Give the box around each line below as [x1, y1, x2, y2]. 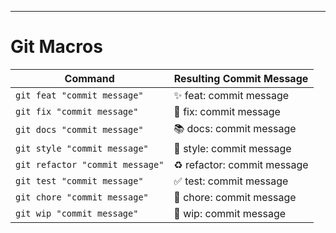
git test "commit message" [15, 175, 144, 186]
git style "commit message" [15, 142, 149, 154]
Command [64, 71, 115, 85]
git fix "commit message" [15, 106, 139, 117]
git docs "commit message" [15, 124, 144, 136]
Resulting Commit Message [173, 71, 309, 85]
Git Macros [10, 36, 103, 58]
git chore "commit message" [15, 191, 149, 203]
